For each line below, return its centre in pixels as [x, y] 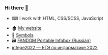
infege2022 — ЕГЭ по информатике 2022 [54, 48]
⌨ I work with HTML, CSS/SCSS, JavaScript [57, 18]
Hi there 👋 [17, 8]
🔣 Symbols [23, 35]
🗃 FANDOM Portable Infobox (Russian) [51, 40]
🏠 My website [27, 28]
